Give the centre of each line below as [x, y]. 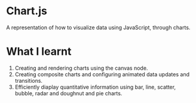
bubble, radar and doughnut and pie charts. [68, 93]
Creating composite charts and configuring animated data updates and [102, 74]
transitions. [29, 80]
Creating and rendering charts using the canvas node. [81, 68]
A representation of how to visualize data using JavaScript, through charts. [98, 27]
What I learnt [39, 51]
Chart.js [27, 11]
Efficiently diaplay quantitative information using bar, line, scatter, [95, 87]
